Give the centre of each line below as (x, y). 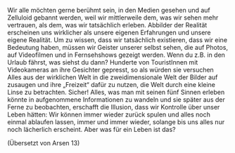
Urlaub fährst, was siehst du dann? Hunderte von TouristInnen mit (103, 62)
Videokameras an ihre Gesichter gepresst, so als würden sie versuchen (111, 70)
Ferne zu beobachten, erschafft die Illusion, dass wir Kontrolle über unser (114, 107)
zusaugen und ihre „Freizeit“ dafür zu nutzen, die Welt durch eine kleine (112, 85)
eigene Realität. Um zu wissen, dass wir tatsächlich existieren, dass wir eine (117, 40)
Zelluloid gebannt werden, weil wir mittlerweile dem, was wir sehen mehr (113, 18)
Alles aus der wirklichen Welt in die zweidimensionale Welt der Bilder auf (113, 77)
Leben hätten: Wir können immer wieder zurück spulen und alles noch (109, 114)
